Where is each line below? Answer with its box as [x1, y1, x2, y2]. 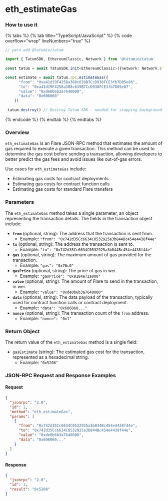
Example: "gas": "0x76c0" [19, 262, 74, 268]
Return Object [5, 328, 40, 335]
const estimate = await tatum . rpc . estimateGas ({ [5, 75, 108, 80]
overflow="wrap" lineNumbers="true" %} [5, 38, 91, 44]
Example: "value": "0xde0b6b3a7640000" [19, 289, 103, 295]
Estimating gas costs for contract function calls [12, 181, 110, 187]
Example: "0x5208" [19, 359, 58, 365]
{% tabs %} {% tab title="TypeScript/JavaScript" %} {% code [5, 32, 132, 38]
